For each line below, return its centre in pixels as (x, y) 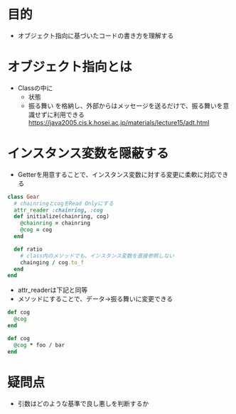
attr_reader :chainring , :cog (58, 210)
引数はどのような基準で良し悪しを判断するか (83, 403)
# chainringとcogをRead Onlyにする (64, 203)
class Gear (23, 197)
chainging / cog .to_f (52, 262)
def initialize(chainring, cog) (62, 217)
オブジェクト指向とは (70, 67)
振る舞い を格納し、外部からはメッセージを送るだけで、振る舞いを (125, 105)
